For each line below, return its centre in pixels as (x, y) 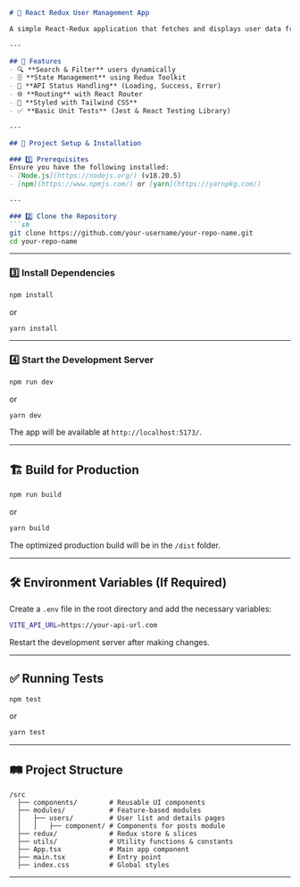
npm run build (36, 495)
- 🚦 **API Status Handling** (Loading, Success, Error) (115, 86)
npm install (31, 294)
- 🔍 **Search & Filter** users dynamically (92, 70)
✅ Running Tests (57, 679)
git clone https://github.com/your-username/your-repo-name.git (131, 233)
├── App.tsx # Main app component (104, 850)
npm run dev (31, 382)
